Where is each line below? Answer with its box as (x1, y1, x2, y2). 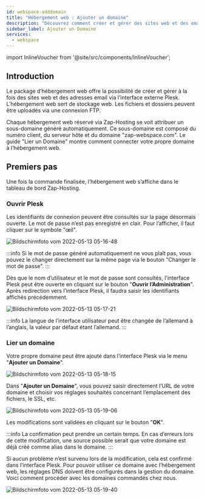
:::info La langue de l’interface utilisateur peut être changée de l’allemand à (6, 316, 193, 324)
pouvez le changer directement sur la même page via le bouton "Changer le (6, 256, 196, 263)
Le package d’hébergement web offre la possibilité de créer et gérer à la (6, 87, 188, 95)
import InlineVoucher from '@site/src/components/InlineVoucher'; (6, 54, 171, 61)
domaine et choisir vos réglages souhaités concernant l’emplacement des (6, 389, 191, 396)
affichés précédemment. (6, 293, 68, 301)
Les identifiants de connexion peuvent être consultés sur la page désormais (6, 213, 196, 220)
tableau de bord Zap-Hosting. (6, 184, 81, 192)
